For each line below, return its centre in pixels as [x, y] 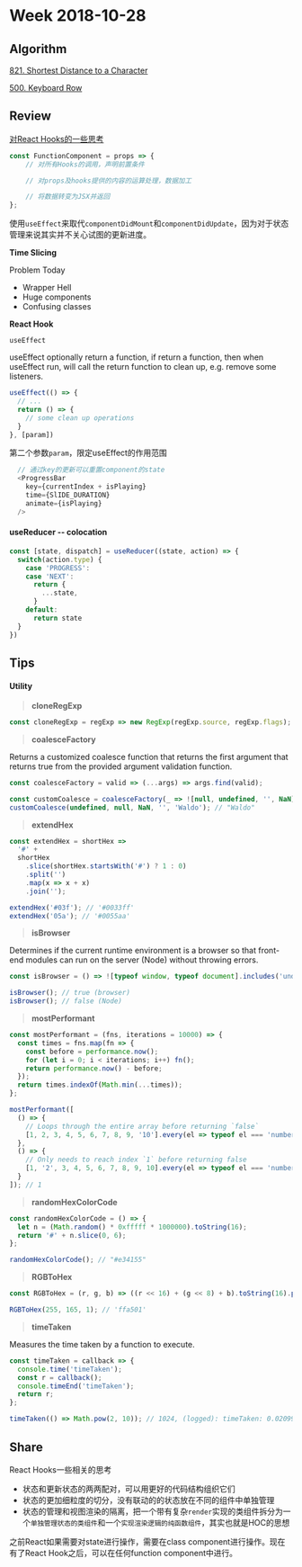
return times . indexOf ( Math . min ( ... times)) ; [100, 1085]
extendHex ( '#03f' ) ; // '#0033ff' [72, 908]
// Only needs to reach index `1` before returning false [136, 1160]
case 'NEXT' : [50, 577]
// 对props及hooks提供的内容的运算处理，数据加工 [108, 181]
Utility [21, 685]
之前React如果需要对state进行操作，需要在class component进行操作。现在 [147, 1541]
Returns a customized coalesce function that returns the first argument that [149, 757]
